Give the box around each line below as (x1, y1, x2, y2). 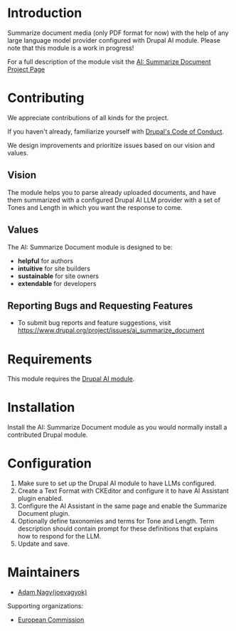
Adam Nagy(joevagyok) (17, 588, 87, 597)
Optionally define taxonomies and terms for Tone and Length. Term (17, 517, 215, 526)
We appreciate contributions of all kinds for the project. (7, 113, 169, 122)
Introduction (7, 5, 82, 21)
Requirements (7, 351, 92, 367)
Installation (7, 400, 75, 415)
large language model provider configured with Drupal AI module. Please (7, 36, 221, 44)
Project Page (7, 65, 45, 73)
